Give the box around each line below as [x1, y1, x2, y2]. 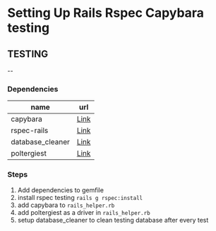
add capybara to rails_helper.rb [17, 201, 115, 209]
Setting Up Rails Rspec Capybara [7, 5, 205, 21]
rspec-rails [11, 125, 49, 135]
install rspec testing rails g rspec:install [17, 193, 143, 201]
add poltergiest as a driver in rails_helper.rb [17, 208, 150, 216]
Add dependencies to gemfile [17, 185, 104, 194]
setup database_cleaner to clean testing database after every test [17, 216, 209, 224]
